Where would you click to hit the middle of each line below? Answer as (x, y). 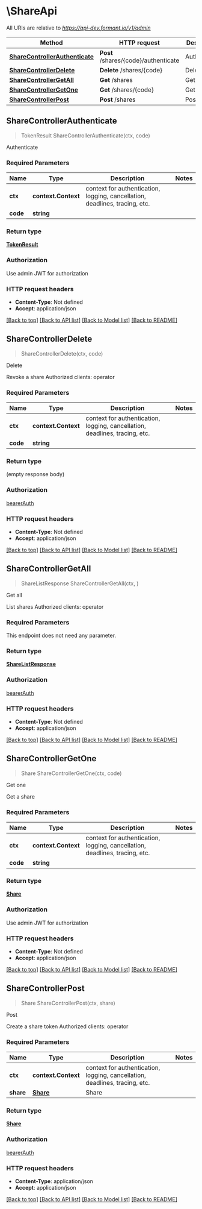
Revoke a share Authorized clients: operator (61, 377)
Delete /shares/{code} (131, 70)
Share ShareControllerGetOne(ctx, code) (71, 773)
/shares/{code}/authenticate (139, 60)
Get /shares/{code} (127, 90)
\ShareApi (32, 11)
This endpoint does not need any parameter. (61, 636)
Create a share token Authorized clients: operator (67, 1026)
